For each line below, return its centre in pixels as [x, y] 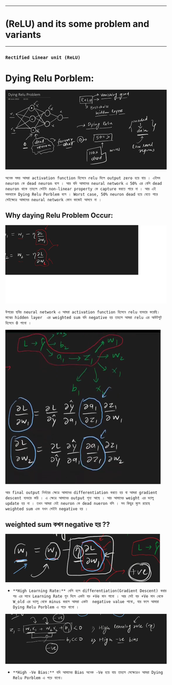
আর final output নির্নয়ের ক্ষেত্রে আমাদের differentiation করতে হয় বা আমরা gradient [81, 493]
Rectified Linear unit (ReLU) [43, 57]
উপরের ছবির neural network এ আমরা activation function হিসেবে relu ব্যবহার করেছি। [83, 312]
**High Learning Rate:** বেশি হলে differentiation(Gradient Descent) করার [90, 591]
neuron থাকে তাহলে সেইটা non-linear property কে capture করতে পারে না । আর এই [81, 189]
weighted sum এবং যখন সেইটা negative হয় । [47, 509]
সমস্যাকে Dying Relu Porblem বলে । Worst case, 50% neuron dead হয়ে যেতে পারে [82, 194]
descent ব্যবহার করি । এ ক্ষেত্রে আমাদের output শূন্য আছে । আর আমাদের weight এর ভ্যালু [80, 498]
